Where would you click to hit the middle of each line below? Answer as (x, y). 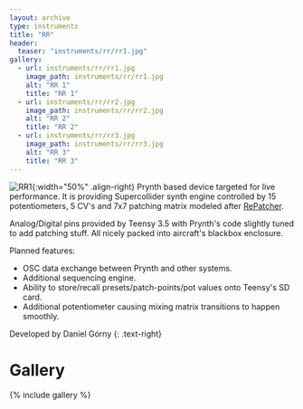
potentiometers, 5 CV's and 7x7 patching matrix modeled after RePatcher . (147, 205)
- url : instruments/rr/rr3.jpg (76, 136)
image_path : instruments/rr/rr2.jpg (95, 110)
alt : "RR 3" (48, 152)
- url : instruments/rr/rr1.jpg (76, 69)
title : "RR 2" (52, 128)
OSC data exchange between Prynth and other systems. (127, 268)
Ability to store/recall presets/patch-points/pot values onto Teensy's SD (156, 287)
